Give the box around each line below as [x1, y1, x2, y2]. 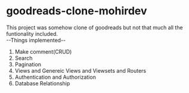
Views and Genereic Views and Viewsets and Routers [14, 67, 147, 74]
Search [14, 54, 33, 61]
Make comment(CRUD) [14, 48, 72, 55]
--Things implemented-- [6, 36, 66, 44]
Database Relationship [14, 79, 70, 87]
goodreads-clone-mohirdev [6, 4, 147, 18]
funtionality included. [6, 30, 58, 37]
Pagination [14, 61, 42, 68]
